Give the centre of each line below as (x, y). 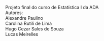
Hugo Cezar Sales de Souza (35, 29)
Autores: (14, 13)
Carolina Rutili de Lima (29, 23)
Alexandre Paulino (24, 18)
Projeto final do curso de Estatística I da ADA (52, 7)
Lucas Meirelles (22, 34)
